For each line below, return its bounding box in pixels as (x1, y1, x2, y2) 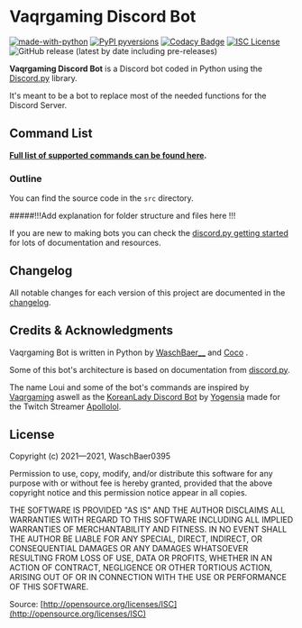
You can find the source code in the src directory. (9, 193, 194, 204)
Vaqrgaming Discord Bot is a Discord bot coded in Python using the (9, 63, 263, 74)
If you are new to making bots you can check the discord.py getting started (9, 228, 288, 239)
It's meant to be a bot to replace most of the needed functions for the (9, 90, 267, 101)
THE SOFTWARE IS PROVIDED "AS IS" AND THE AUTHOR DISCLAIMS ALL (9, 505, 286, 515)
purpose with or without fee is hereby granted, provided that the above (9, 478, 273, 488)
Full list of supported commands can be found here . (9, 150, 207, 160)
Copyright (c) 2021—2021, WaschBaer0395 (9, 451, 171, 461)
